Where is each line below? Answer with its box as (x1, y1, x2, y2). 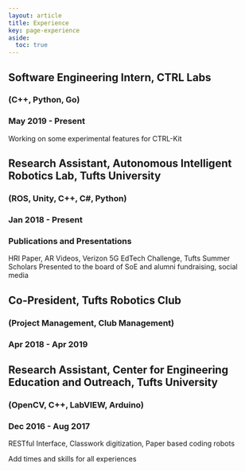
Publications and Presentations (8, 235, 132, 246)
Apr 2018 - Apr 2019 (8, 338, 88, 349)
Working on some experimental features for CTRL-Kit (8, 133, 182, 143)
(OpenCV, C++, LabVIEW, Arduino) (8, 399, 145, 410)
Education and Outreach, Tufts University (8, 375, 219, 389)
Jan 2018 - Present (8, 214, 84, 225)
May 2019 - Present (8, 116, 86, 127)
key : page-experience (8, 26, 80, 34)
